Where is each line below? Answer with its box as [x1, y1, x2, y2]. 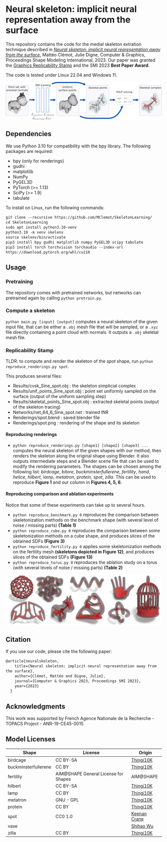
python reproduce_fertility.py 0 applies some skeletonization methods [12, 543, 162, 549]
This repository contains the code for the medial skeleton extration [5, 41, 142, 47]
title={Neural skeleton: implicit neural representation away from [14, 664, 157, 669]
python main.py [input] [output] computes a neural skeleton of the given [5, 318, 158, 324]
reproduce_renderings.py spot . [5, 364, 69, 370]
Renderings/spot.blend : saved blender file [12, 415, 100, 421]
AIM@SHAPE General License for [55, 771, 123, 777]
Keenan [131, 811, 147, 817]
